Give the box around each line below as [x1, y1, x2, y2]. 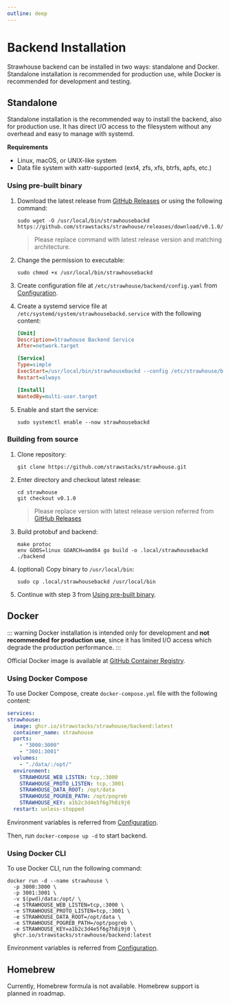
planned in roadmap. [7, 990, 66, 998]
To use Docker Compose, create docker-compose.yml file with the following [7, 689, 218, 697]
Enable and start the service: [16, 405, 99, 413]
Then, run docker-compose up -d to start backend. [7, 831, 148, 840]
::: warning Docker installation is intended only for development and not [7, 629, 209, 637]
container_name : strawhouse [13, 729, 94, 736]
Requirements [7, 143, 49, 151]
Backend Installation [7, 39, 126, 55]
